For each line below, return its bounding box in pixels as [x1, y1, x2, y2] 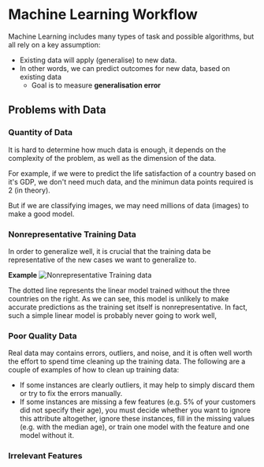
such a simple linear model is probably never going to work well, [8, 310, 218, 320]
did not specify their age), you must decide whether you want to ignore [19, 405, 251, 415]
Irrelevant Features [8, 450, 83, 461]
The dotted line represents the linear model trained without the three [8, 286, 231, 295]
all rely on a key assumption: [8, 39, 101, 49]
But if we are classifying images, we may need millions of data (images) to [8, 200, 250, 210]
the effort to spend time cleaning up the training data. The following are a [8, 357, 246, 366]
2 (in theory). [8, 185, 51, 195]
